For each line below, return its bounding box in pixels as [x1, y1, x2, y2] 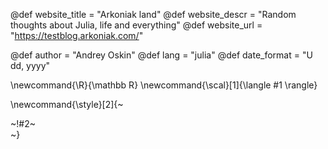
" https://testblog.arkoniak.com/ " [10, 30, 144, 41]
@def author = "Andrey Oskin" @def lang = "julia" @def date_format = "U [10, 49, 313, 61]
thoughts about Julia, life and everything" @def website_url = [10, 19, 263, 31]
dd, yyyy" [10, 60, 51, 71]
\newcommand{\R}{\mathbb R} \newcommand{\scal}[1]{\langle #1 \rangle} [10, 79, 318, 91]
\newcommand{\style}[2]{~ [10, 99, 124, 110]
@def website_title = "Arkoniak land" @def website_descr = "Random [10, 9, 297, 20]
